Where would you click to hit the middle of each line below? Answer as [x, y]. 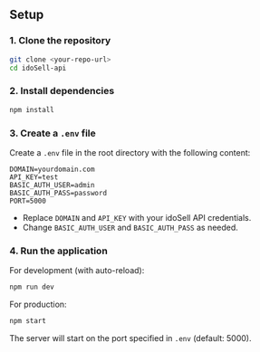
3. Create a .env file [53, 133]
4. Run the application [59, 251]
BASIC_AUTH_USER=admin [52, 185]
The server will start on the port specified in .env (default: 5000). [130, 338]
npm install [32, 109]
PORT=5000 [28, 201]
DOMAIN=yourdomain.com [52, 169]
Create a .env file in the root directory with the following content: [130, 152]
